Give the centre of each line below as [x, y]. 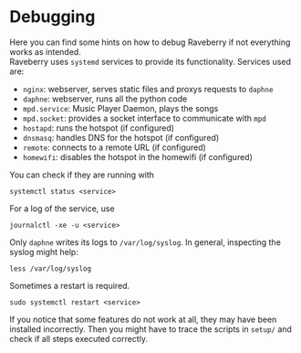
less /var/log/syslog [51, 268]
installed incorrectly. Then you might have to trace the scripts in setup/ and [150, 329]
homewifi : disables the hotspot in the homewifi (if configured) [138, 156]
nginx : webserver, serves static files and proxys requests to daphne [148, 89]
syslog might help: [44, 251]
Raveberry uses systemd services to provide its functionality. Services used [150, 61]
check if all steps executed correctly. [79, 338]
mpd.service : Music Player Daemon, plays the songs [120, 108]
